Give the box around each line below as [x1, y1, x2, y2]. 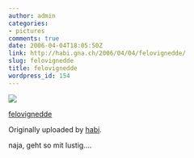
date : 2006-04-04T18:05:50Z [8, 42, 103, 50]
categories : [8, 19, 48, 27]
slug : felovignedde [8, 57, 74, 65]
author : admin [8, 11, 57, 20]
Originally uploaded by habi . [8, 124, 103, 134]
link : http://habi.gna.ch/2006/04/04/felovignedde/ [8, 49, 186, 57]
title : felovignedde [8, 64, 78, 73]
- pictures [8, 27, 45, 35]
